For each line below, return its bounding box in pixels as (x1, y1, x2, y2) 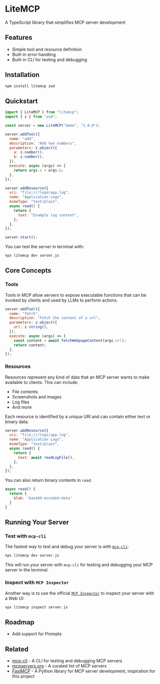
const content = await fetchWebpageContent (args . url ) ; (14, 338, 127, 343)
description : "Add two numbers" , (9, 141, 77, 146)
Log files (12, 399, 30, 405)
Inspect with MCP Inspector (5, 579, 69, 586)
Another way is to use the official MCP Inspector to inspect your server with (5, 590, 155, 596)
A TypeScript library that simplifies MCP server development (5, 19, 126, 25)
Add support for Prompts (12, 631, 62, 637)
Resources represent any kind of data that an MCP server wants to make (5, 374, 150, 380)
